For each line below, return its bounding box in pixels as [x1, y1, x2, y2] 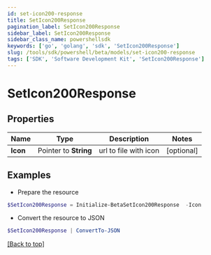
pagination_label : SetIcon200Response [7, 23, 120, 30]
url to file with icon [99, 146, 159, 155]
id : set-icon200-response [7, 10, 82, 17]
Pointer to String [37, 146, 92, 155]
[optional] [166, 146, 198, 155]
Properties [7, 113, 54, 125]
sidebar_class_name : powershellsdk [7, 36, 111, 43]
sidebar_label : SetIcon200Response [7, 29, 111, 37]
